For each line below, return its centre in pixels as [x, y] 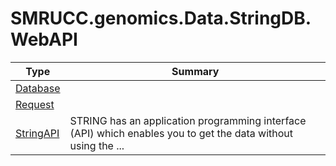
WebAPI [44, 39]
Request [35, 104]
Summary [195, 71]
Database [38, 88]
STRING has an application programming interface [188, 120]
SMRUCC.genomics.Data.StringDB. [161, 18]
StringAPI [37, 133]
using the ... [97, 145]
